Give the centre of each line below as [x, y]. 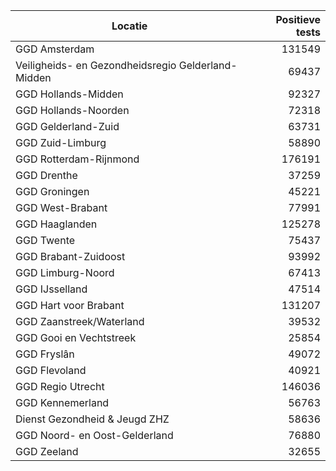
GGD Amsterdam [55, 49]
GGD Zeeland [47, 451]
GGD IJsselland [51, 289]
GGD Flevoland [51, 370]
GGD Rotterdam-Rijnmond [77, 159]
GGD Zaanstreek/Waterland [80, 321]
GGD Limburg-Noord [65, 272]
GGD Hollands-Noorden [72, 110]
